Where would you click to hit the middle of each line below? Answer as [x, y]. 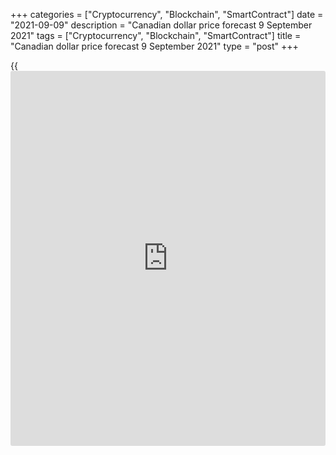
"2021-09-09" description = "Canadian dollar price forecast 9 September [161, 25]
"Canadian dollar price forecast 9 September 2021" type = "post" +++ [154, 46]
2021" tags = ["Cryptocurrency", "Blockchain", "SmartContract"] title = [156, 35]
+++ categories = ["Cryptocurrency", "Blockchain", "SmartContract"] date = [167, 14]
